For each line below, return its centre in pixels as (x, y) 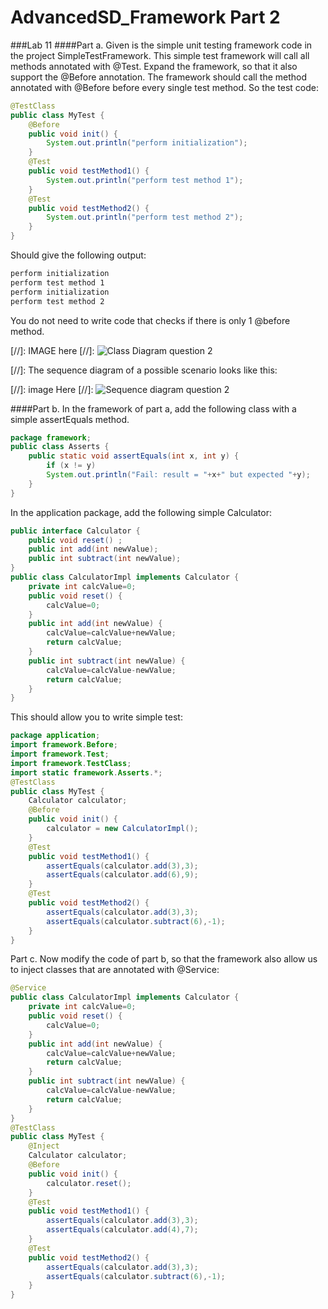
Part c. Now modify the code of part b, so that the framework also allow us (164, 959)
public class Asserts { (60, 447)
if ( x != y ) (71, 466)
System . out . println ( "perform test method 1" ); (145, 180)
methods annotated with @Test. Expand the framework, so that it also (154, 66)
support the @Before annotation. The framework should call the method (159, 77)
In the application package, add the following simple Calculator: (141, 512)
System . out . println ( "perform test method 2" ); (145, 217)
